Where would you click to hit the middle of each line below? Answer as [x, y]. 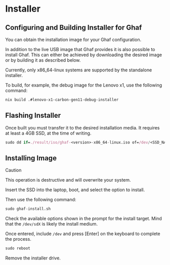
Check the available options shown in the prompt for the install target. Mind [83, 218]
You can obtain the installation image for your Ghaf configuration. [73, 39]
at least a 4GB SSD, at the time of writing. [48, 133]
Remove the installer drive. [33, 258]
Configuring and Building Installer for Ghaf [74, 28]
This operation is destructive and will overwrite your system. [68, 180]
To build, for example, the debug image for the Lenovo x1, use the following [84, 85]
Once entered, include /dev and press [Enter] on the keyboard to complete [83, 234]
